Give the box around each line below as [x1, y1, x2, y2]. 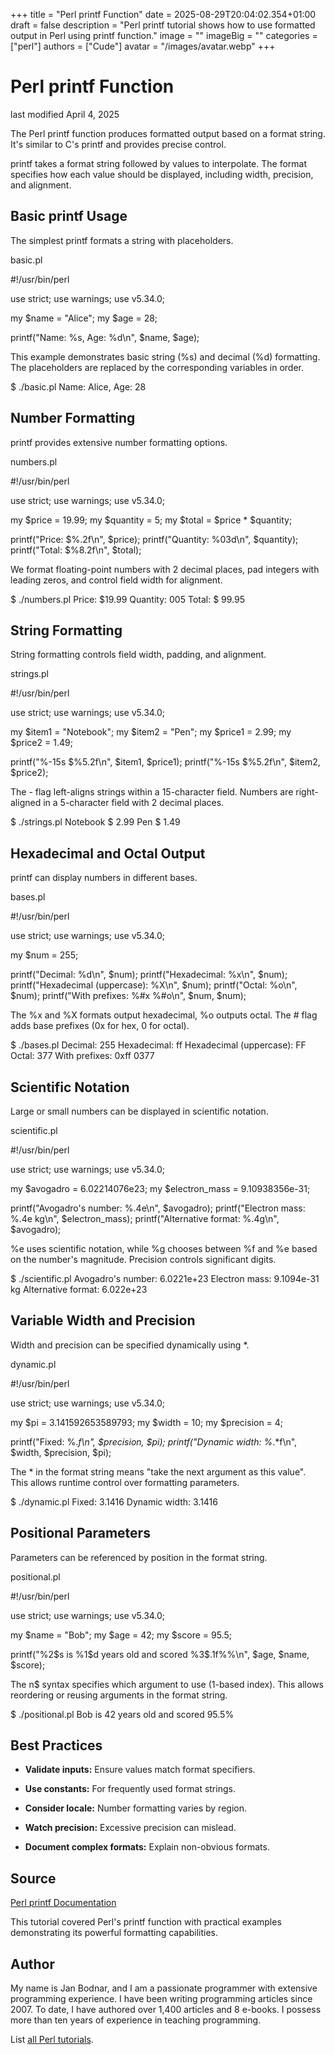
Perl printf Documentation [10, 1897, 117, 1909]
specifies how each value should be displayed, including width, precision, [10, 168, 314, 180]
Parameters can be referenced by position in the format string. [10, 1551, 268, 1563]
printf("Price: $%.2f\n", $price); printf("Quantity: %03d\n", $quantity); [10, 533, 299, 545]
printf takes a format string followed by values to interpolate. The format [10, 157, 308, 169]
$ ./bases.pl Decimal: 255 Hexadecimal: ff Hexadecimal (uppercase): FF [10, 1039, 307, 1051]
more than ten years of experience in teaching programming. [10, 2014, 262, 2026]
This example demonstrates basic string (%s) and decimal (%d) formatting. [10, 350, 321, 363]
